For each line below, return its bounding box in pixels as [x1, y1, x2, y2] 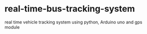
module [4, 24, 20, 30]
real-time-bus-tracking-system [4, 3, 135, 14]
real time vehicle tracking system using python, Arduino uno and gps [4, 19, 143, 25]
